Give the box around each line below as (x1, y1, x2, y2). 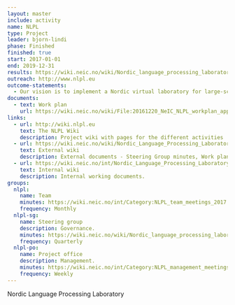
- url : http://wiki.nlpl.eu (13, 120, 96, 128)
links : (7, 114, 27, 121)
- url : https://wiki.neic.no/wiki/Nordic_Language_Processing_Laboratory (13, 141, 233, 148)
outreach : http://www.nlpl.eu (7, 75, 96, 83)
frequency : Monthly (20, 206, 77, 213)
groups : (7, 179, 30, 186)
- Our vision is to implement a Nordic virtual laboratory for (13, 88, 201, 95)
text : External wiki (20, 147, 80, 154)
